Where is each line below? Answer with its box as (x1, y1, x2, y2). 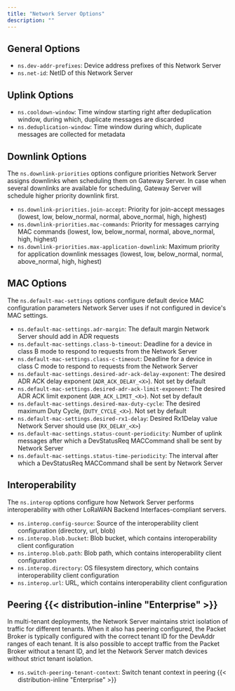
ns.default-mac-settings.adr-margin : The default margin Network (17, 324, 210, 333)
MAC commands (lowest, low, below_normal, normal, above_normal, (17, 227, 215, 236)
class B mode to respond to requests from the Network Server (17, 347, 198, 355)
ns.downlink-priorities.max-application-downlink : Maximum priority (17, 242, 220, 250)
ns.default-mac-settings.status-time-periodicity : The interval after (17, 451, 219, 459)
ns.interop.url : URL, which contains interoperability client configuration (17, 578, 228, 586)
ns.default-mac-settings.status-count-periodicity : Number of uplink (17, 429, 222, 437)
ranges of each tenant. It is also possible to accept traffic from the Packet (7, 640, 220, 648)
